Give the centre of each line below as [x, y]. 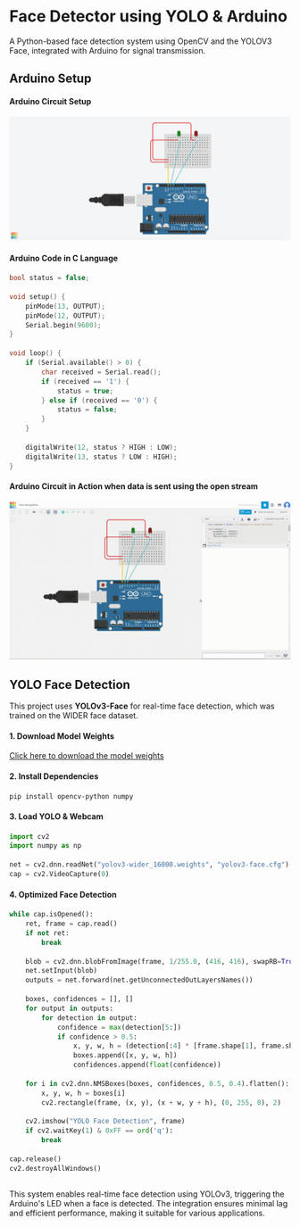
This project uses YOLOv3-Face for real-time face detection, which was [142, 706]
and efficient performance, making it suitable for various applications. [137, 1213]
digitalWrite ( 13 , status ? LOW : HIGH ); [101, 457]
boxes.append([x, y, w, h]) [125, 1056]
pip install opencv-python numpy [71, 796]
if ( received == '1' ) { [85, 381]
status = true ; [85, 391]
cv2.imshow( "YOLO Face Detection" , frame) [105, 1122]
